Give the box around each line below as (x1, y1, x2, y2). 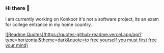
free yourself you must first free (90, 37, 157, 43)
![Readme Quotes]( (5, 32, 45, 38)
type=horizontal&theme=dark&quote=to (5, 37, 89, 43)
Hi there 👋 (5, 5, 31, 12)
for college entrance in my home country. (5, 21, 92, 28)
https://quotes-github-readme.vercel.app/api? (45, 32, 142, 38)
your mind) (5, 42, 29, 48)
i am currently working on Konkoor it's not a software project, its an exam (5, 16, 159, 22)
